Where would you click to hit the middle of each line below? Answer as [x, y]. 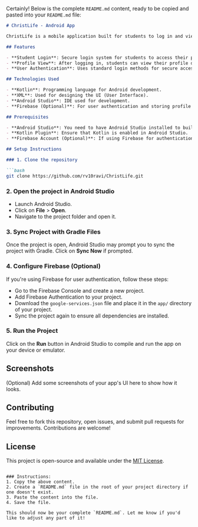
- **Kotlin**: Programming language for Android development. [84, 90]
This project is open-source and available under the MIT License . [85, 461]
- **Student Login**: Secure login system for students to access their [97, 58]
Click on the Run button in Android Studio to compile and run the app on [94, 343]
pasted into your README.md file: [44, 15]
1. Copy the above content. [41, 482]
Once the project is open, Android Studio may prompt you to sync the [90, 245]
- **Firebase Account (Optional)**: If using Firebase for [80, 139]
